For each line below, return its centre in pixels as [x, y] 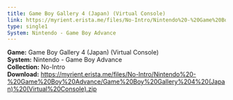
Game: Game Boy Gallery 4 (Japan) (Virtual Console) [83, 52]
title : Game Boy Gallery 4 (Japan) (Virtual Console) [87, 13]
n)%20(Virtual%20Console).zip [52, 89]
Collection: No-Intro [36, 67]
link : [15, 20]
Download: [23, 74]
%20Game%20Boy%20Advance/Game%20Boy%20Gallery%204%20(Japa [116, 82]
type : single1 [28, 26]
